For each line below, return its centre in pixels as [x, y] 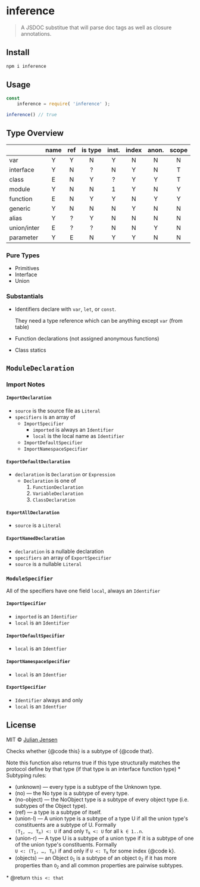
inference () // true [32, 115]
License [21, 725]
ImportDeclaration [29, 398]
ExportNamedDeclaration [36, 538]
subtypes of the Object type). [51, 805]
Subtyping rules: [26, 775]
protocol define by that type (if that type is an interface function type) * [93, 769]
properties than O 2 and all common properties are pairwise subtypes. [99, 866]
